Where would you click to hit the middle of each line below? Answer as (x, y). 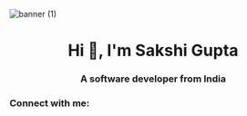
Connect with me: (50, 103)
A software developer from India (153, 79)
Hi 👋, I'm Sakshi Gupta (153, 51)
